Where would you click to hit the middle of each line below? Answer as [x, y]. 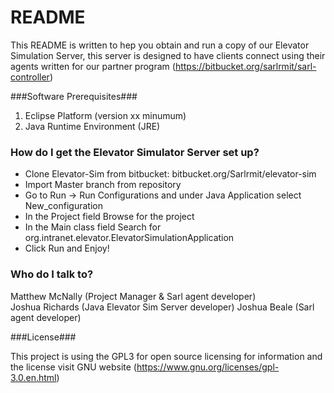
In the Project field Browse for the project [109, 217]
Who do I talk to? [52, 274]
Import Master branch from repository [103, 185]
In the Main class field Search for [93, 227]
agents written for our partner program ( [93, 66]
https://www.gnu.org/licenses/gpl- [208, 367]
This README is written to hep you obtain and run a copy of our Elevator [160, 45]
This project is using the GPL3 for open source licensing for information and [166, 356]
